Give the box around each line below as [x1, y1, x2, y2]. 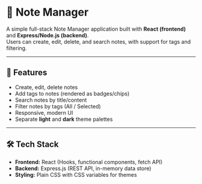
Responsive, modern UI [14, 109, 73, 116]
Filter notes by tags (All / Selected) [14, 102, 101, 110]
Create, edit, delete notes [14, 84, 78, 91]
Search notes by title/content [14, 96, 87, 103]
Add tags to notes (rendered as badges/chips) [14, 90, 130, 97]
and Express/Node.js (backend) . [6, 31, 89, 38]
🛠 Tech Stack [6, 140, 59, 150]
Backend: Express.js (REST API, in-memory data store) [14, 165, 151, 172]
